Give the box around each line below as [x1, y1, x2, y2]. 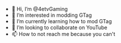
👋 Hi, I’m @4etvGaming [11, 6, 68, 12]
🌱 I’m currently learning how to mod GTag [11, 18, 112, 24]
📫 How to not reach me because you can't [11, 31, 116, 37]
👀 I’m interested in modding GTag [11, 12, 92, 19]
